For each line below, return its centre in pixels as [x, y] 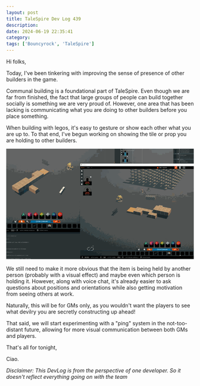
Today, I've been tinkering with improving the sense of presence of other [95, 73]
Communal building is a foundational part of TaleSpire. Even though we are [98, 91]
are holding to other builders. [42, 140]
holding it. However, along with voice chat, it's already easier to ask [89, 281]
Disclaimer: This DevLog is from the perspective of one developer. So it [93, 370]
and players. [21, 335]
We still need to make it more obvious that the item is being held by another [99, 268]
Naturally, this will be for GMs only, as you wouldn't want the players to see [98, 305]
